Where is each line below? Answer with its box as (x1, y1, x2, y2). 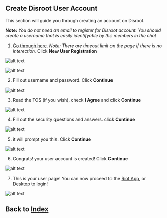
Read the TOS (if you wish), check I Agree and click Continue (12, 97, 141, 103)
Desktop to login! (12, 181, 48, 187)
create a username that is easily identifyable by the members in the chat (5, 32, 156, 38)
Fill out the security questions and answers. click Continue (12, 116, 135, 122)
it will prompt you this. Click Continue (12, 136, 91, 142)
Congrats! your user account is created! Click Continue (12, 155, 128, 161)
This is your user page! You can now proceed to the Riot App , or (12, 175, 146, 181)
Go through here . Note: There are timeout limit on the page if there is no (12, 42, 162, 49)
